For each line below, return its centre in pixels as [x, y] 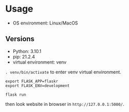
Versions [20, 39]
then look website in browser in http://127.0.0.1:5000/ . [65, 104]
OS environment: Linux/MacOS [45, 23]
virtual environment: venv [39, 62]
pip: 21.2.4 [24, 57]
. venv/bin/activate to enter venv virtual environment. [63, 72]
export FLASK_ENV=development [38, 86]
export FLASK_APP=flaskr [32, 81]
